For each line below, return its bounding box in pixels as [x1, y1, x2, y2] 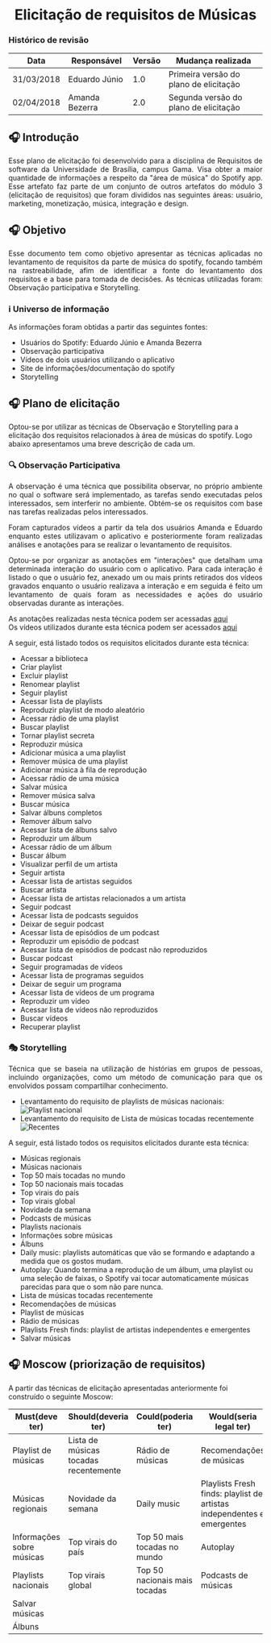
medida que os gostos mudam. [19, 1256, 123, 1266]
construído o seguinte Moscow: [8, 1391, 114, 1401]
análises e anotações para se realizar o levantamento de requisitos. [8, 539, 232, 549]
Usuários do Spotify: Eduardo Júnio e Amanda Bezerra [19, 338, 202, 347]
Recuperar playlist [19, 1021, 81, 1031]
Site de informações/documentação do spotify [19, 364, 175, 373]
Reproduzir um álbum [19, 833, 92, 843]
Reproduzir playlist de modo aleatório [19, 705, 145, 714]
